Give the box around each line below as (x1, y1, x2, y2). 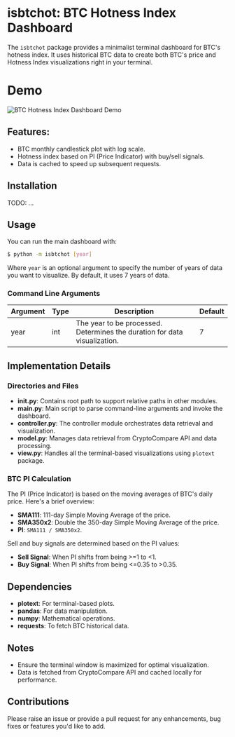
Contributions (7, 696, 69, 708)
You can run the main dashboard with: (7, 237, 117, 246)
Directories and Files (7, 381, 79, 391)
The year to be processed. (76, 318, 163, 328)
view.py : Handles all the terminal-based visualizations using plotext (17, 449, 215, 457)
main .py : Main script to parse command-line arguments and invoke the (17, 405, 223, 413)
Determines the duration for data (76, 327, 183, 337)
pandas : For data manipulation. (17, 607, 108, 615)
